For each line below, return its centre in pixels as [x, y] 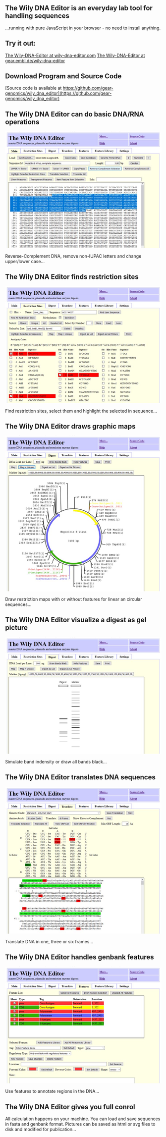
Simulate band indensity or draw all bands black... [56, 762]
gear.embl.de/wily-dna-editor [35, 60]
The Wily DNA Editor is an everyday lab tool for [79, 8]
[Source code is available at [33, 88]
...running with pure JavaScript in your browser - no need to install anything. [83, 28]
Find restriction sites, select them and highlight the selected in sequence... [81, 411]
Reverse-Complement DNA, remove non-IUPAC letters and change [73, 256]
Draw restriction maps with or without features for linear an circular [74, 599]
